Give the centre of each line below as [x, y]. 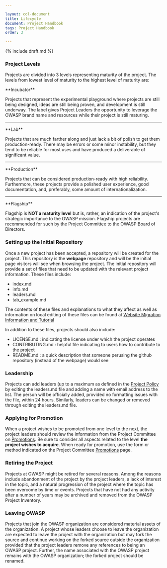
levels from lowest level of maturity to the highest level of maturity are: [77, 80]
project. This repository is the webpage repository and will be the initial [78, 258]
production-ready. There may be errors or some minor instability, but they [81, 144]
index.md [22, 284]
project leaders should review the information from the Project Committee [81, 434]
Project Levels [23, 64]
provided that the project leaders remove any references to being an [75, 545]
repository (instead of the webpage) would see [60, 360]
